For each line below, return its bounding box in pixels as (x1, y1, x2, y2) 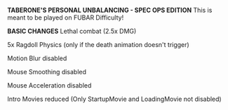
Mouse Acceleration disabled (7, 81, 92, 90)
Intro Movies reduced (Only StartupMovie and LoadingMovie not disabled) (7, 95, 222, 103)
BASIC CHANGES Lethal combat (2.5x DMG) (7, 27, 137, 35)
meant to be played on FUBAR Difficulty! (7, 13, 124, 22)
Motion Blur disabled (7, 54, 67, 62)
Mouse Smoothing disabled (7, 68, 86, 76)
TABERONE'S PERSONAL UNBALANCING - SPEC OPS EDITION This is (7, 6, 213, 14)
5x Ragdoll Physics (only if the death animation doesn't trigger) (7, 41, 189, 48)
